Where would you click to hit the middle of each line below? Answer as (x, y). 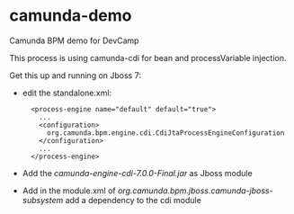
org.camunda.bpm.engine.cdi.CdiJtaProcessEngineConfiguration (165, 133)
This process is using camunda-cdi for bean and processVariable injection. (148, 58)
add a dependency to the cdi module (134, 200)
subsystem (43, 200)
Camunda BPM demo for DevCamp (74, 40)
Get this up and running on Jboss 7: (76, 75)
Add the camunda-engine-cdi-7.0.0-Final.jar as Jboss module (138, 173)
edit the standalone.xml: (67, 93)
